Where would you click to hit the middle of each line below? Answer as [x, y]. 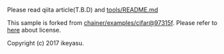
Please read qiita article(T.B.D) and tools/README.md [83, 10]
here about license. [34, 30]
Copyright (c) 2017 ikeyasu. [45, 43]
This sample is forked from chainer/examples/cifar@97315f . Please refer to [112, 23]
